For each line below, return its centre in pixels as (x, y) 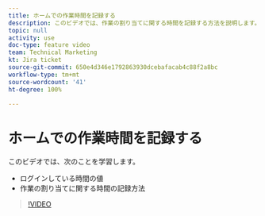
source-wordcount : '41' (48, 82)
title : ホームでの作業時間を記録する (62, 15)
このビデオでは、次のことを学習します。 (74, 162)
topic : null (28, 30)
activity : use (32, 38)
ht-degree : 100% (35, 89)
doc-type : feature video (49, 45)
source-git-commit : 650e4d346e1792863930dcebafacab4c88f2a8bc (113, 67)
